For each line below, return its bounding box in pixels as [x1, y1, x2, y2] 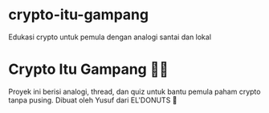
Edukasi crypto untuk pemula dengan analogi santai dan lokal [8, 32, 211, 42]
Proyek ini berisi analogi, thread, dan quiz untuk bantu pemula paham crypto [8, 87, 261, 96]
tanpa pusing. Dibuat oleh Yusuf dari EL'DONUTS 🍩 [8, 95, 177, 105]
